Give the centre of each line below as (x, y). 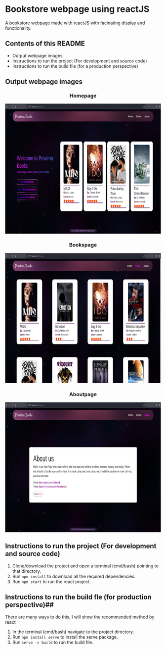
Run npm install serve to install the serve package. (65, 637)
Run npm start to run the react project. (52, 581)
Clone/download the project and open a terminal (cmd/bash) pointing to (85, 566)
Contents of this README (45, 44)
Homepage (83, 96)
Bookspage (83, 245)
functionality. (19, 28)
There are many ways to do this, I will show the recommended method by (80, 617)
